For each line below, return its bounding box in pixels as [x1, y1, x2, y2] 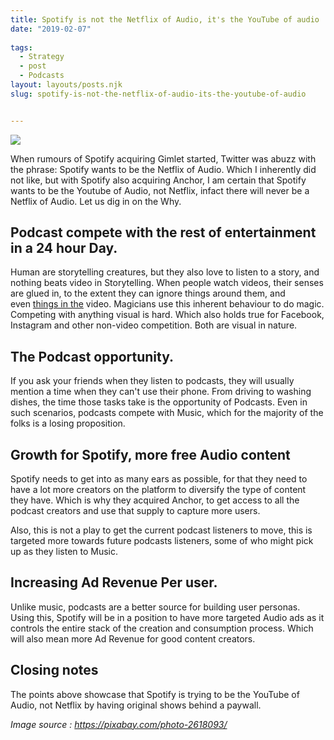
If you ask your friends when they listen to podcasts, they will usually [10, 375, 295, 387]
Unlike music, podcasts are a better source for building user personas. [10, 601, 301, 613]
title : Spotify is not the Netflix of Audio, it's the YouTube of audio [10, 14, 320, 25]
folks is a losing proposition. [10, 417, 126, 430]
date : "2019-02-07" [10, 24, 92, 34]
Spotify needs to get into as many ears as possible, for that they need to [10, 473, 308, 485]
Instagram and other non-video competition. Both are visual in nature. [10, 319, 298, 331]
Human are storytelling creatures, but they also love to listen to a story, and [10, 266, 320, 278]
